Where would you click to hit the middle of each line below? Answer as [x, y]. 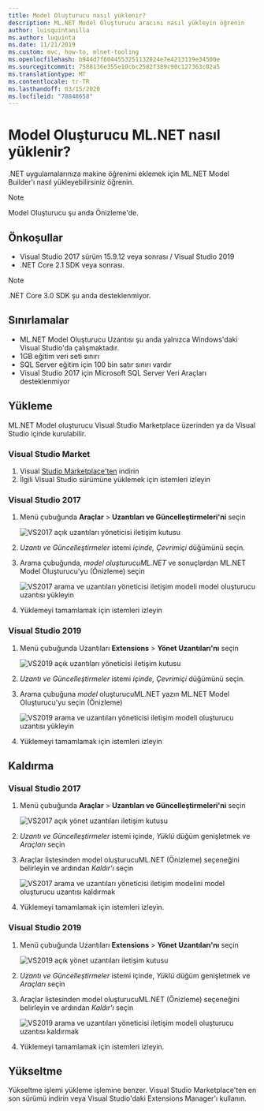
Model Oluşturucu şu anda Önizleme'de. [74, 213]
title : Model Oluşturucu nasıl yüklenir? [77, 15]
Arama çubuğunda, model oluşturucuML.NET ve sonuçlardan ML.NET [133, 563]
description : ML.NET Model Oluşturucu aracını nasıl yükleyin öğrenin [126, 23]
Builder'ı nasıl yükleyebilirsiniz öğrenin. [71, 182]
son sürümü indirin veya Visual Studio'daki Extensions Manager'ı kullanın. [127, 1098]
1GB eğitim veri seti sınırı [59, 356]
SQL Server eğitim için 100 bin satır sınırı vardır [95, 365]
